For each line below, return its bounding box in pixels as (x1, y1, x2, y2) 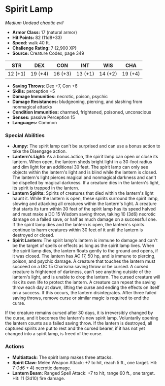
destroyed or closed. (12, 232, 55, 238)
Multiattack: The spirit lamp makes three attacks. (12, 354, 113, 360)
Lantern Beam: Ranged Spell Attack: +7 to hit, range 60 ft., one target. (12, 370, 155, 376)
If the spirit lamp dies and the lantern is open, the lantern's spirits (12, 222, 144, 228)
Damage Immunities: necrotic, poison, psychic (12, 93, 108, 99)
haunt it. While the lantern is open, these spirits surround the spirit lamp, (12, 196, 159, 202)
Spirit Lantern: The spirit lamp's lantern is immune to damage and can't (12, 238, 158, 244)
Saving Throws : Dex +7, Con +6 (12, 83, 78, 89)
